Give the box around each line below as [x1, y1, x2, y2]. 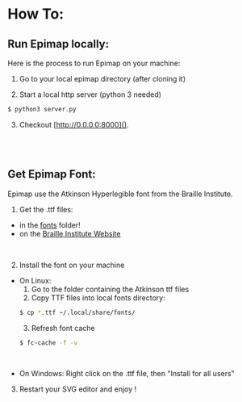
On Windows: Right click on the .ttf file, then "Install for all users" [19, 369, 235, 379]
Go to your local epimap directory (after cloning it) [19, 74, 186, 83]
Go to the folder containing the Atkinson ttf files [31, 284, 190, 294]
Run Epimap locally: [7, 37, 110, 51]
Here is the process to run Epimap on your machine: [7, 58, 181, 68]
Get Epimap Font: [7, 167, 96, 182]
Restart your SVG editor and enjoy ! [19, 384, 137, 394]
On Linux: [19, 275, 52, 285]
